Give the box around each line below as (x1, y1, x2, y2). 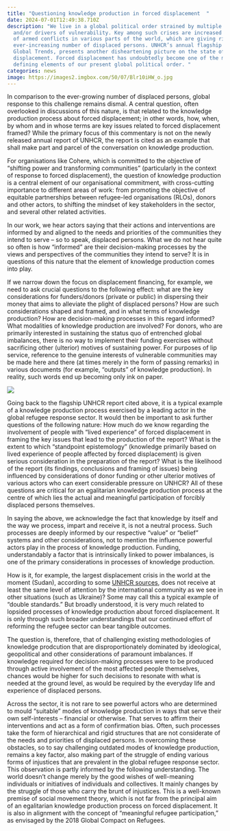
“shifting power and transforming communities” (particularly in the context (7, 164, 217, 172)
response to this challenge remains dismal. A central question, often (7, 100, 199, 108)
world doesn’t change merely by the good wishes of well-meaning (7, 773, 194, 781)
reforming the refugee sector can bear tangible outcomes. (7, 622, 171, 631)
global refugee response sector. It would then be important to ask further (7, 413, 214, 422)
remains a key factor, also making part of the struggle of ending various (7, 751, 209, 759)
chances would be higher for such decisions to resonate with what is (7, 672, 201, 680)
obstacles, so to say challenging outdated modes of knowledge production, (7, 743, 220, 751)
